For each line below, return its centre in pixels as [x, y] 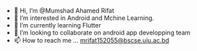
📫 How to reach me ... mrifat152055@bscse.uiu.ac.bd [91, 40]
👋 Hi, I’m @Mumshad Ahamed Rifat [64, 11]
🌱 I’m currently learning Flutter [57, 25]
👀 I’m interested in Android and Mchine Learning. [84, 18]
